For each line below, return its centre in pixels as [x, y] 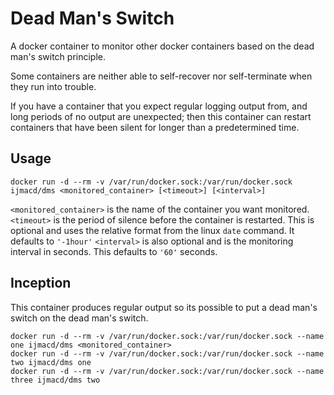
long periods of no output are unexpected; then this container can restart [161, 116]
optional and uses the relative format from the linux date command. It [152, 230]
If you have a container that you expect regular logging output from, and [159, 106]
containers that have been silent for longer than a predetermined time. [155, 127]
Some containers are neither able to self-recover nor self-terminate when [161, 76]
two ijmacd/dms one [51, 362]
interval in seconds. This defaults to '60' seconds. [114, 251]
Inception [41, 283]
